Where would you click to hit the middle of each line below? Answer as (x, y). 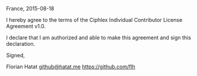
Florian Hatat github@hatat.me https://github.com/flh (71, 67)
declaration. (21, 44)
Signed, (15, 55)
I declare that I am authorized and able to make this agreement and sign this (98, 37)
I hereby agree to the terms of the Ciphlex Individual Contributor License (94, 20)
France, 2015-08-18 (30, 9)
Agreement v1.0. (26, 26)
